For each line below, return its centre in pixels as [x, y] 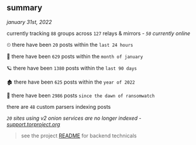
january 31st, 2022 [29, 22]
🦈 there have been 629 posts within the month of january [75, 56]
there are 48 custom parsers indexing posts [59, 106]
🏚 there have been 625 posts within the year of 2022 [71, 82]
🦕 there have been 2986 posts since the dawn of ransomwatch [81, 95]
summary [25, 8]
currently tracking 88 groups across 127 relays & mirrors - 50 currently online [99, 33]
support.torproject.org [33, 124]
